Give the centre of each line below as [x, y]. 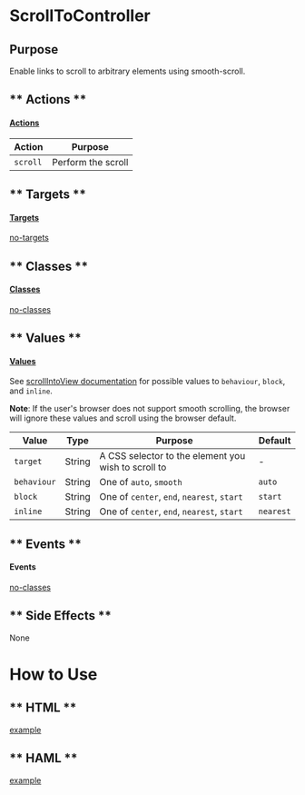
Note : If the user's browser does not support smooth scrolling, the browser [150, 409]
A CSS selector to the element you [172, 456]
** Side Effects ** [60, 616]
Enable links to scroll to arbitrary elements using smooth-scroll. [128, 71]
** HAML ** [44, 758]
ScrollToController [80, 16]
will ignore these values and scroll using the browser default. [123, 418]
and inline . [31, 391]
